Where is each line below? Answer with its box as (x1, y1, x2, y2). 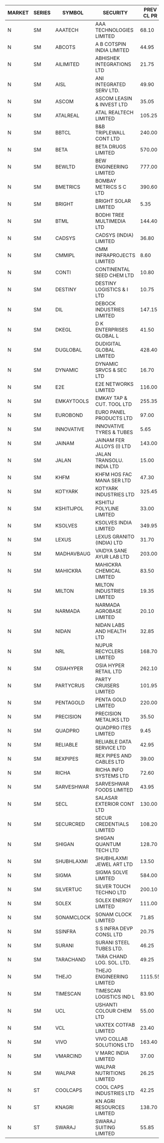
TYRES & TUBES (95, 429, 133, 436)
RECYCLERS (95, 648, 124, 655)
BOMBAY (95, 178, 116, 184)
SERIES (33, 9, 51, 16)
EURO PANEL (95, 409, 126, 416)
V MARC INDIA (95, 1050, 129, 1056)
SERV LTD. (95, 87, 120, 94)
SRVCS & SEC (95, 367, 127, 373)
